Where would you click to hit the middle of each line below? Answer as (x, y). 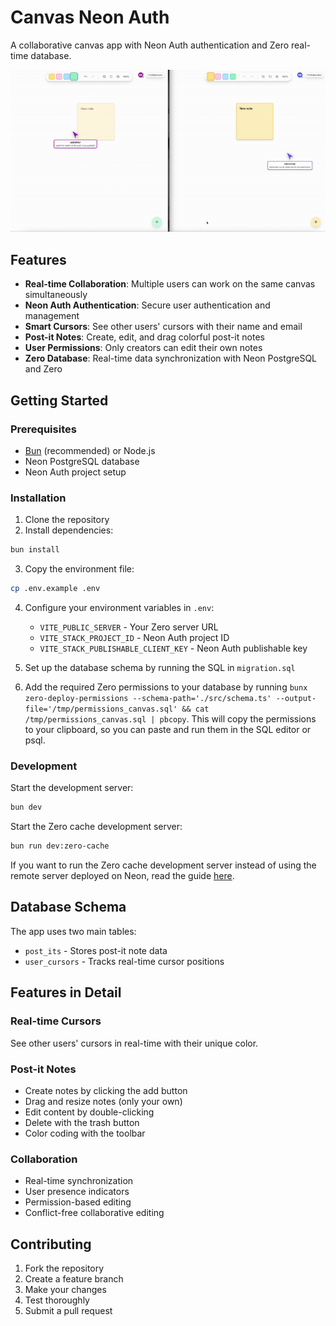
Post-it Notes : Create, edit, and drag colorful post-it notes (144, 337)
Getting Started (59, 400)
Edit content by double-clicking (89, 1112)
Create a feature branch (74, 1278)
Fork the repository (64, 1268)
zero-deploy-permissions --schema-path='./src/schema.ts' (148, 699)
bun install (35, 550)
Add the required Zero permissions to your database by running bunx (166, 687)
